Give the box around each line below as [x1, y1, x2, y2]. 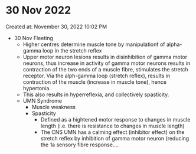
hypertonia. [22, 84, 51, 91]
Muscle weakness [31, 103, 76, 110]
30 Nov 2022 [5, 4, 71, 17]
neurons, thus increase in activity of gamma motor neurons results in [22, 60, 191, 67]
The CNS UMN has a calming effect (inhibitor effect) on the [40, 128, 185, 136]
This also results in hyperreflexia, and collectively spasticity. [22, 91, 169, 98]
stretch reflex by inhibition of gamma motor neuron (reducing [40, 135, 190, 142]
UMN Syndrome [22, 97, 63, 104]
